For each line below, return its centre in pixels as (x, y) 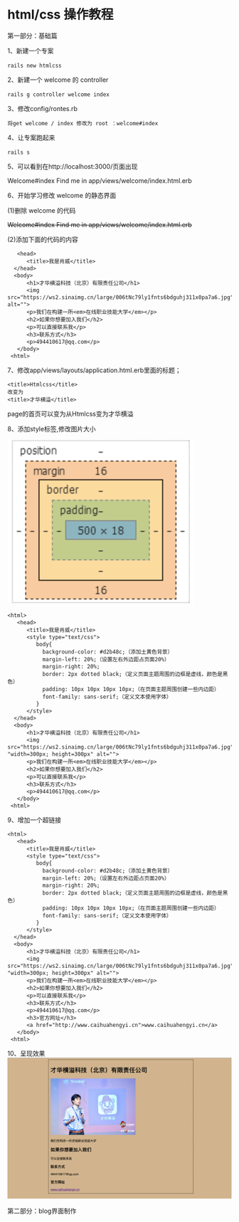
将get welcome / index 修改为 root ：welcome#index (83, 123)
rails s (19, 152)
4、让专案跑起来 (31, 137)
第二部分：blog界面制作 (42, 1211)
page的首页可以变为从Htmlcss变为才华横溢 (70, 414)
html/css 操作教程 (60, 15)
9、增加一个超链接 (34, 820)
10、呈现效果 (26, 1053)
